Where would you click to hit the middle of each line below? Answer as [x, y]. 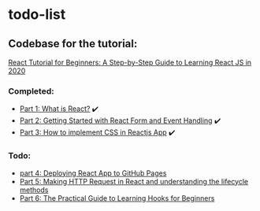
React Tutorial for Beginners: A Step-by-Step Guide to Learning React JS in [130, 62]
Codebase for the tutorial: [73, 44]
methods [34, 190]
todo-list [37, 15]
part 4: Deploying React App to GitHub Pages [93, 173]
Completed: [31, 91]
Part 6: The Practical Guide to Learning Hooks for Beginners [117, 198]
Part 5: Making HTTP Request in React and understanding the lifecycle [134, 181]
